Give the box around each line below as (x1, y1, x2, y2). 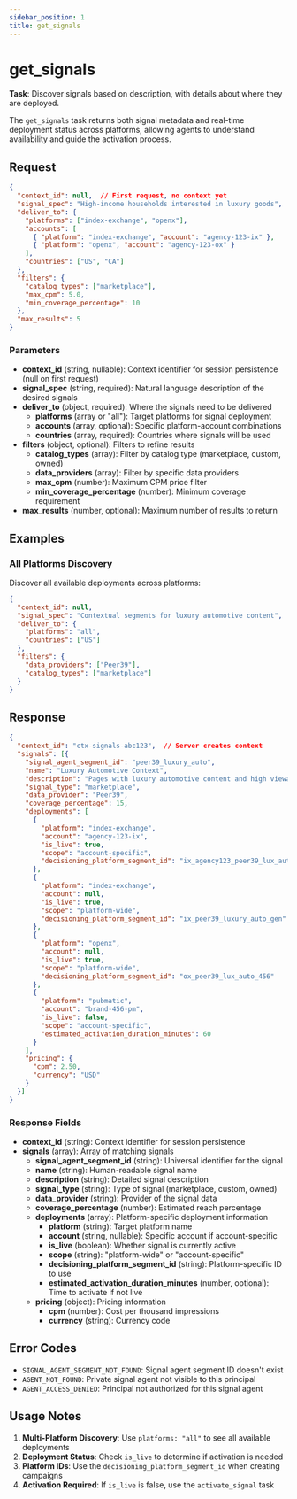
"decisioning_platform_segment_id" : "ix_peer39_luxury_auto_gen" (41, 914, 287, 923)
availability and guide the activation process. (9, 134, 171, 144)
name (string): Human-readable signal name (34, 1164, 197, 1175)
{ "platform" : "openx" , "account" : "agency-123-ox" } (32, 241, 236, 250)
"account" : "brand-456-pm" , (41, 1005, 144, 1014)
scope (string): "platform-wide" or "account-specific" (48, 1249, 245, 1260)
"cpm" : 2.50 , (32, 1062, 81, 1071)
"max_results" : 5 (17, 315, 81, 324)
